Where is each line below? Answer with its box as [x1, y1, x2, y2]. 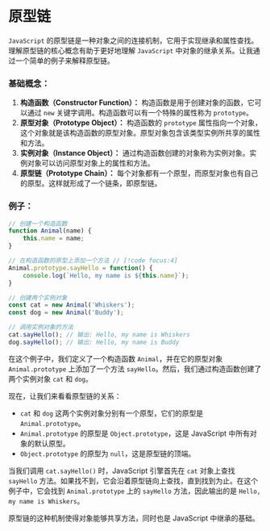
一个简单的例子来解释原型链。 [15, 56, 114, 65]
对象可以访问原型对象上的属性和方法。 [27, 158, 155, 168]
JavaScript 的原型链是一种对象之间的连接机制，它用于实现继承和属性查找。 [8, 36, 259, 45]
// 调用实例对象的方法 [8, 324, 74, 332]
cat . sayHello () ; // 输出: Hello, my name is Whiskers [8, 331, 191, 339]
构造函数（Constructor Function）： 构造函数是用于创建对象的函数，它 [19, 98, 255, 107]
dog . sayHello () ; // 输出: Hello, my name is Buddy [8, 338, 180, 346]
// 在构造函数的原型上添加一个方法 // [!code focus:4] [8, 257, 178, 265]
